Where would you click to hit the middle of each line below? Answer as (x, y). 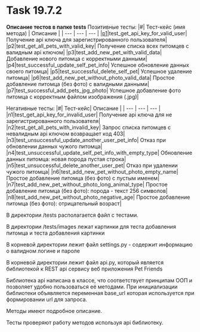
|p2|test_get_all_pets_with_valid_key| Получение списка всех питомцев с (98, 46)
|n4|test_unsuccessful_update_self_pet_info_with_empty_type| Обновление (99, 152)
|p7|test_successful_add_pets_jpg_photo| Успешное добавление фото (93, 90)
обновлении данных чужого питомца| (54, 146)
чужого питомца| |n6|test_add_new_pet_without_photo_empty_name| (92, 171)
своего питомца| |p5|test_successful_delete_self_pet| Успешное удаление (99, 71)
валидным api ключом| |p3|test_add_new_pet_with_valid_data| (84, 52)
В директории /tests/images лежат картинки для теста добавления (91, 226)
